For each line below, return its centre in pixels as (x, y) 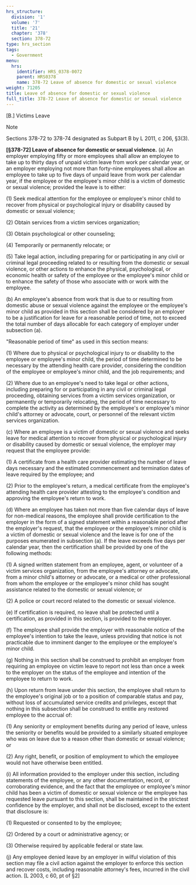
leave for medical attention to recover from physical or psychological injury (97, 438)
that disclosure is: (27, 811)
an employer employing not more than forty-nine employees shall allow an (95, 168)
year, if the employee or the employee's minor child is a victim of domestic (96, 181)
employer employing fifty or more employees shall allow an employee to (93, 156)
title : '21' (26, 28)
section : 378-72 (31, 39)
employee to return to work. (39, 678)
